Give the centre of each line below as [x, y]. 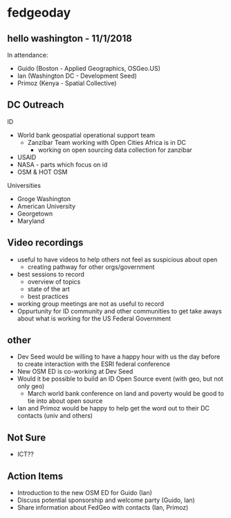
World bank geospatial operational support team [86, 135]
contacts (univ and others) [55, 416]
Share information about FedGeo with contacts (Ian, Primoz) [103, 508]
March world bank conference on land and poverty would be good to [126, 394]
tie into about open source [65, 401]
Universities [24, 185]
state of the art [49, 288]
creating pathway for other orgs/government [91, 267]
